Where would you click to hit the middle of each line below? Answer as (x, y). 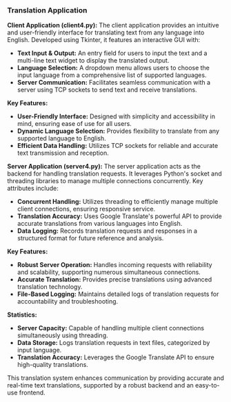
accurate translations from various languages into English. (100, 224)
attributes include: (33, 189)
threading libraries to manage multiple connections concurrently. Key (105, 181)
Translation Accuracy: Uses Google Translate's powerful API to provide (119, 216)
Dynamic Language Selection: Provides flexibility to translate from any (118, 131)
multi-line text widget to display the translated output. (93, 61)
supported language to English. (62, 138)
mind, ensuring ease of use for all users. (74, 124)
